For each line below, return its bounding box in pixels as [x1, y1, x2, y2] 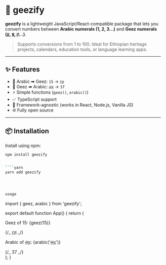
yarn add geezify [5, 170, 41, 175]
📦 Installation [5, 127, 49, 135]
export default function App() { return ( [5, 210, 84, 216]
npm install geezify [5, 152, 48, 157]
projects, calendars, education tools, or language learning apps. [17, 46, 148, 52]
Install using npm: [5, 143, 41, 149]
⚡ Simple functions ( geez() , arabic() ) [12, 89, 89, 95]
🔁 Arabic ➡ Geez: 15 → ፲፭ [12, 78, 64, 84]
